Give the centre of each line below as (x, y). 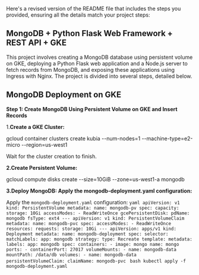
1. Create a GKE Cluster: (35, 127)
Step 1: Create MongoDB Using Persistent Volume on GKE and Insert (92, 109)
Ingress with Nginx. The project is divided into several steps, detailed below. (99, 76)
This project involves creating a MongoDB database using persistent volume (99, 57)
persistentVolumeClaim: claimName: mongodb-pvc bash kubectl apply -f (96, 261)
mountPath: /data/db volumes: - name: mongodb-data (71, 255)
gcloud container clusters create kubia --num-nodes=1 (73, 138)
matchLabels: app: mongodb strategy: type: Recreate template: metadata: (99, 239)
